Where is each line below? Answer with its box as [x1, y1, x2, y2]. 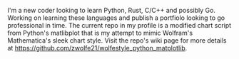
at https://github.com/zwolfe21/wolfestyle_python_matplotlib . [7, 44, 188, 52]
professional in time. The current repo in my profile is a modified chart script [7, 21, 232, 29]
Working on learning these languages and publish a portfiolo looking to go [7, 14, 225, 22]
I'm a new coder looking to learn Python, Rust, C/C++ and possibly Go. [7, 6, 216, 14]
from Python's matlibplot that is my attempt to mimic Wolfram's [7, 28, 193, 37]
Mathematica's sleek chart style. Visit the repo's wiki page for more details [7, 36, 227, 45]
